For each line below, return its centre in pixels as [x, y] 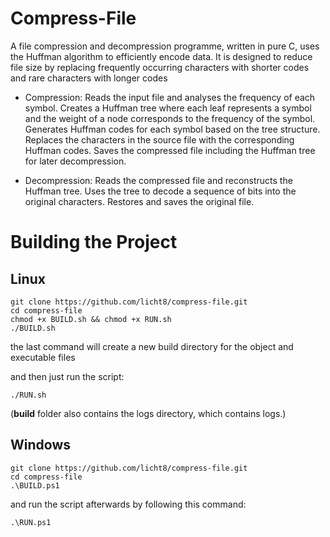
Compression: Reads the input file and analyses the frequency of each [170, 97]
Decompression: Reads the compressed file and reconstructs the [158, 180]
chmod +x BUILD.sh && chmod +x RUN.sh [91, 319]
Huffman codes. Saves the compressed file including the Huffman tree [170, 150]
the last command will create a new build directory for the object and [152, 346]
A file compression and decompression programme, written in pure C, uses [165, 46]
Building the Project [94, 242]
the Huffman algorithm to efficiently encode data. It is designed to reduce [161, 56]
